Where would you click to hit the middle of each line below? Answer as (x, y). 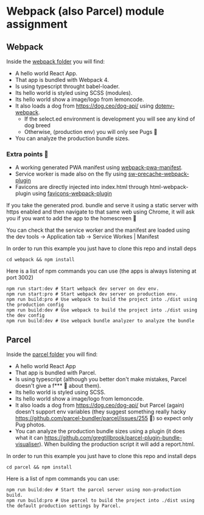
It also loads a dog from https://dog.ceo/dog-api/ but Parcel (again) (100, 406)
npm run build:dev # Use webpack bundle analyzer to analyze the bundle (100, 321)
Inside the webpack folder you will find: (56, 61)
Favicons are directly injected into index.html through (82, 187)
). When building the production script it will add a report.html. (117, 444)
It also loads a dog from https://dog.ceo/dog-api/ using (84, 106)
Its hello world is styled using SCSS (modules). (74, 93)
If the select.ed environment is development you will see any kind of (110, 119)
